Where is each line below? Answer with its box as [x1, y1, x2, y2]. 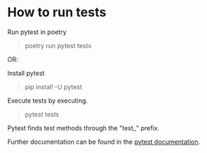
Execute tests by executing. [7, 96, 89, 105]
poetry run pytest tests [24, 41, 92, 50]
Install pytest [7, 69, 45, 77]
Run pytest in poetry [7, 28, 67, 36]
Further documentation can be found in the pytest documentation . [7, 137, 201, 146]
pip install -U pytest [24, 82, 83, 91]
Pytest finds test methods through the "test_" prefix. [7, 123, 160, 132]
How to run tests [7, 4, 106, 21]
